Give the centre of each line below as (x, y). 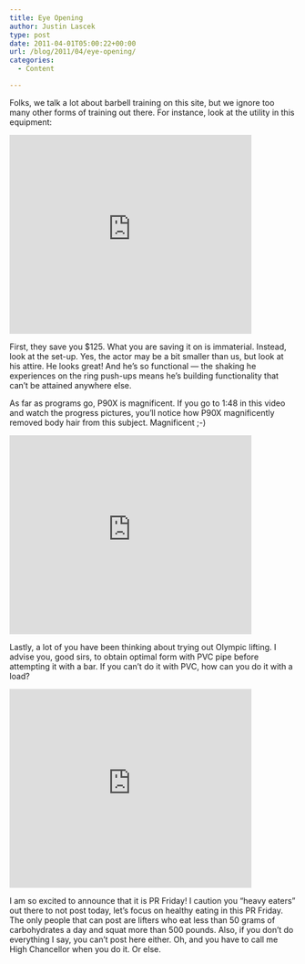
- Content (36, 69)
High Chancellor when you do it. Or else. (85, 948)
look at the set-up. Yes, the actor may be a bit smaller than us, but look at (147, 356)
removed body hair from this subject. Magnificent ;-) (108, 422)
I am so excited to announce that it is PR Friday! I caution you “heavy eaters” (152, 900)
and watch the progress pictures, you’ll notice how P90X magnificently (142, 412)
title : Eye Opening (46, 18)
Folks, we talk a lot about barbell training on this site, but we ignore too (142, 102)
